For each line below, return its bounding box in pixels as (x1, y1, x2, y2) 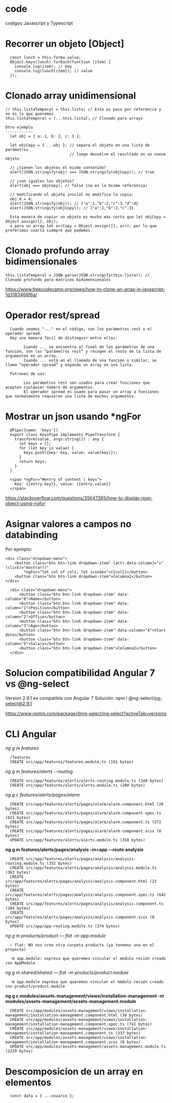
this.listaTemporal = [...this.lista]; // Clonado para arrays (5, 116, 143, 121)
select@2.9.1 (5, 700, 32, 706)
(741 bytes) (126, 1022, 153, 1027)
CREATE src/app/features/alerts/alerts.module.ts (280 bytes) (10, 783, 145, 788)
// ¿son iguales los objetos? (10, 178, 74, 183)
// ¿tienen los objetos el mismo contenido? (10, 165, 106, 170)
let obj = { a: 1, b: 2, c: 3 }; (10, 134, 81, 139)
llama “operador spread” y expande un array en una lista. (5, 362, 134, 367)
